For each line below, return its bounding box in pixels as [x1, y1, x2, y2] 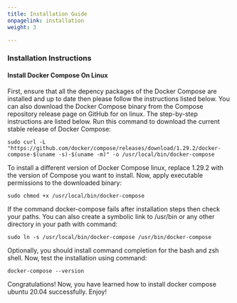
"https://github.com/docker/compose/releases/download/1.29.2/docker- [7, 144, 221, 151]
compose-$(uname [7, 151, 56, 158]
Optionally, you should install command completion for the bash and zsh [7, 246, 219, 255]
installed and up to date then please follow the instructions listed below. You [7, 94, 230, 103]
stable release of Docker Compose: [7, 124, 112, 133]
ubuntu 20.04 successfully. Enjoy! [7, 287, 107, 296]
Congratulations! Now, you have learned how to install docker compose [7, 280, 217, 288]
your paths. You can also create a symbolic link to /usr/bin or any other [7, 212, 215, 220]
